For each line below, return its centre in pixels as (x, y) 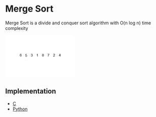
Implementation (31, 91)
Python (20, 109)
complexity (17, 28)
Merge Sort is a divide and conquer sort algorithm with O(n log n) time (78, 23)
